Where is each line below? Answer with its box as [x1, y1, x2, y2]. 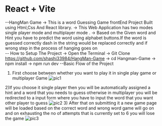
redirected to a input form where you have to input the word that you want [5, 94, 153, 100]
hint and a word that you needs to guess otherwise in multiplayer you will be [5, 90, 158, 95]
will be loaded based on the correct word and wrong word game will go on [5, 105, 154, 111]
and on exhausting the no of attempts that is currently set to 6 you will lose [5, 110, 155, 116]
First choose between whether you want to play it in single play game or [12, 70, 157, 76]
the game [5, 115, 24, 121]
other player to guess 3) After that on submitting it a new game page [5, 100, 157, 106]
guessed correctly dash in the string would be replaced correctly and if [5, 40, 147, 46]
